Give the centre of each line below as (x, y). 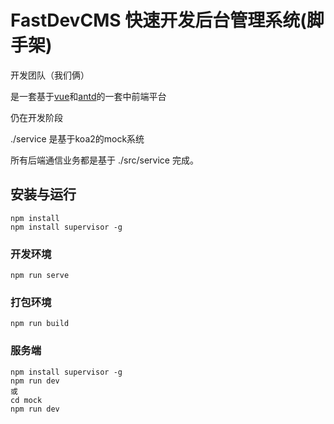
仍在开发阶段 (36, 117)
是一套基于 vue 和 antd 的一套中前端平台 (88, 96)
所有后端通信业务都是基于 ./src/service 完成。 (104, 160)
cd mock (26, 400)
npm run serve (40, 276)
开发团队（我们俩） (50, 75)
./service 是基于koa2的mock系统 (77, 138)
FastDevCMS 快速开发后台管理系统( (158, 20)
